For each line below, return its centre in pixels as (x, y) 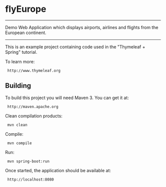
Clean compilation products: (34, 116)
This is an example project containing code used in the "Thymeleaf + (75, 47)
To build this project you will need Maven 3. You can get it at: (67, 98)
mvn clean (17, 125)
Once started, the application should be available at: (58, 170)
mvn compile (20, 143)
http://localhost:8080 (31, 179)
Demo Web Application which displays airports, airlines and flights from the (82, 27)
